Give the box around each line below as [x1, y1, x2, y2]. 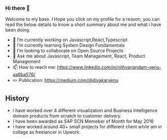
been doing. [5, 27, 30, 33]
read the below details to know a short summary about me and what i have [5, 21, 161, 27]
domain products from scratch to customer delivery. [12, 113, 122, 119]
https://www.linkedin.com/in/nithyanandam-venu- [57, 64, 161, 70]
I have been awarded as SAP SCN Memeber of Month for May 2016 [12, 118, 154, 124]
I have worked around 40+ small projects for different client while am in [12, 124, 162, 130]
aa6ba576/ [12, 71, 36, 78]
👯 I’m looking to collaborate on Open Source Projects [12, 48, 123, 54]
